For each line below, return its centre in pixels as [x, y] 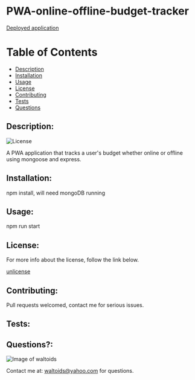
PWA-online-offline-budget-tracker [97, 11]
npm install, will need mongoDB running [56, 193]
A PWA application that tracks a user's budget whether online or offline [94, 153]
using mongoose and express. [44, 159]
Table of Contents [52, 52]
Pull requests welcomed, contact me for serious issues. [75, 305]
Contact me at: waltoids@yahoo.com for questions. [70, 371]
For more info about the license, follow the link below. [73, 260]
